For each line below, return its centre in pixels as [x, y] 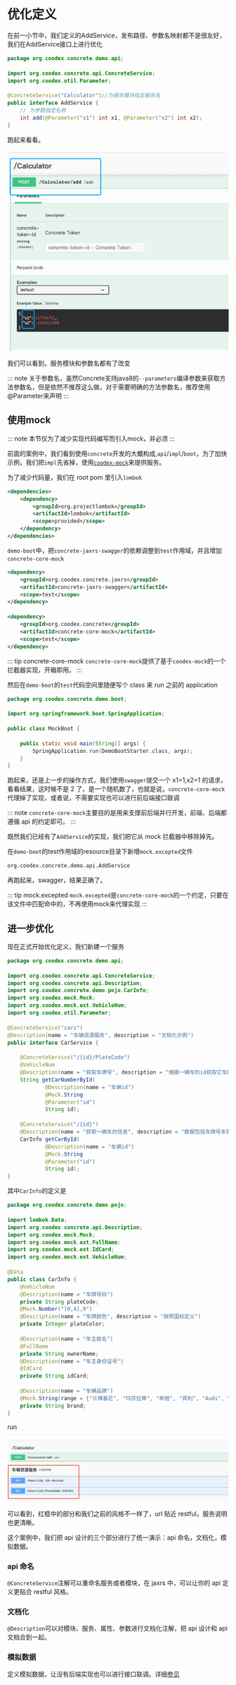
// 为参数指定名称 [43, 111]
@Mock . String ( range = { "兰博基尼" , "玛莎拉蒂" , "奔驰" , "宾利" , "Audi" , [122, 1398]
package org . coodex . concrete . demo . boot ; [67, 699]
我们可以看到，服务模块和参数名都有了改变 [69, 363]
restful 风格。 [53, 1592]
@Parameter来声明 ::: [38, 396]
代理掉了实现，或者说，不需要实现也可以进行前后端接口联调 [93, 798]
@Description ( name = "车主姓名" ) [67, 1339]
